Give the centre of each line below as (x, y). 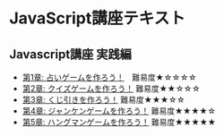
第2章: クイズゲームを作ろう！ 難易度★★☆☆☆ (111, 89)
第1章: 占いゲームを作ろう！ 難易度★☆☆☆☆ (109, 77)
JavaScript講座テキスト (97, 18)
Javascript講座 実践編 (71, 54)
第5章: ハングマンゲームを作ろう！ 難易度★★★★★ (119, 122)
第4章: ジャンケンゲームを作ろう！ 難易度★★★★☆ (119, 111)
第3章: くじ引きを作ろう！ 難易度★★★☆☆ (103, 100)
